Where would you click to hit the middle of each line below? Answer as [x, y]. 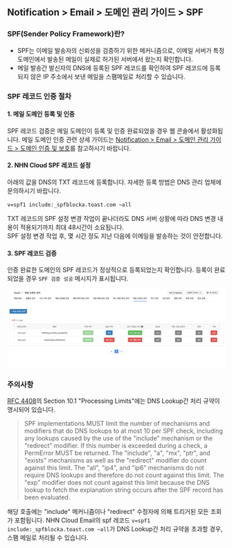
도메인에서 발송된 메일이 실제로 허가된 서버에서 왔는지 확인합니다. [105, 59]
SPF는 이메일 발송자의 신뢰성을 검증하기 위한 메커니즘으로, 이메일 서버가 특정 [121, 50]
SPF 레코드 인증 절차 [39, 96]
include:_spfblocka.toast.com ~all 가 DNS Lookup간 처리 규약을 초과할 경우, [115, 529]
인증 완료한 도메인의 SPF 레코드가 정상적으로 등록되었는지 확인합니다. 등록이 [110, 270]
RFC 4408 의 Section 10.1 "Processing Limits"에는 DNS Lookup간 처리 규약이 [114, 401]
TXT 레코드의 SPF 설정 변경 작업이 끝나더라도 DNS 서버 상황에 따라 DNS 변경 [111, 219]
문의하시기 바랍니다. [34, 191]
